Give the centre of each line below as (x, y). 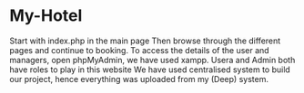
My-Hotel (46, 16)
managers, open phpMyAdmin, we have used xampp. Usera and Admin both (152, 60)
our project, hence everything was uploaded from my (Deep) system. (139, 79)
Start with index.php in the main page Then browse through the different (145, 41)
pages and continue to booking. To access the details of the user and (140, 50)
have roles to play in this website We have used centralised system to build (150, 70)
